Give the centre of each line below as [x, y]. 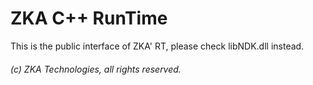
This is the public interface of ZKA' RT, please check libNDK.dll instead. [157, 46]
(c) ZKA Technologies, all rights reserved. [96, 69]
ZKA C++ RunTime [89, 18]
